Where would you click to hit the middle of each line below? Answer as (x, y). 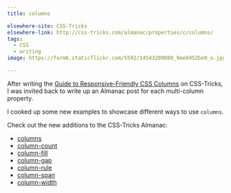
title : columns (29, 13)
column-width (37, 182)
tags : (15, 39)
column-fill (32, 153)
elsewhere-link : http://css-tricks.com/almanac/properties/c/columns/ (110, 32)
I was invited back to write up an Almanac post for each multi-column (106, 91)
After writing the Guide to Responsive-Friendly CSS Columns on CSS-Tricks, (115, 83)
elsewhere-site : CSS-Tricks (47, 26)
